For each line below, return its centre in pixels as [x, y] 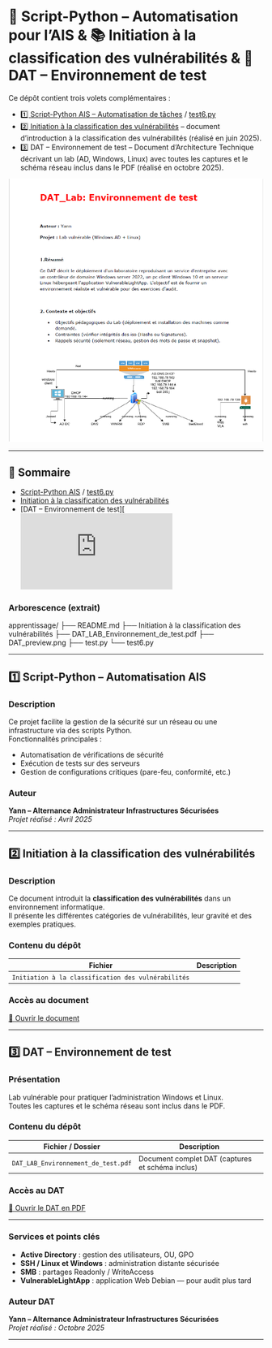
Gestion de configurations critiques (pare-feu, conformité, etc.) [125, 772]
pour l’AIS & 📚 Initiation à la [102, 35]
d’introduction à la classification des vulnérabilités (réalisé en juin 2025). [141, 138]
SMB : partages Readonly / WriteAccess [87, 1272]
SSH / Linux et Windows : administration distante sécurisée [120, 1263]
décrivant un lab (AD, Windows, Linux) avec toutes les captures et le [134, 158]
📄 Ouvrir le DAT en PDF [47, 1208]
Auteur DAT [32, 1301]
